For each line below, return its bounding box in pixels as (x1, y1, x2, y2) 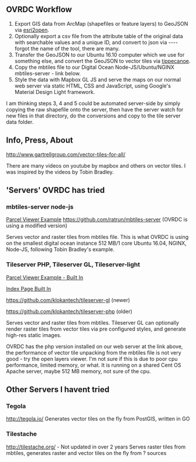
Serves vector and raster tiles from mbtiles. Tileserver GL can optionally (6, 319, 180, 326)
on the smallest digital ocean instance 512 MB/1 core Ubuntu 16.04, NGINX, (6, 239, 187, 247)
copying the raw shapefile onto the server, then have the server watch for (6, 106, 184, 113)
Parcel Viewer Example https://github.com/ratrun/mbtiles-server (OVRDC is (6, 216, 188, 223)
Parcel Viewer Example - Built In (6, 274, 84, 281)
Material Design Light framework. (14, 88, 95, 95)
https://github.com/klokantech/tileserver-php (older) (6, 308, 133, 315)
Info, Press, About (6, 136, 73, 145)
